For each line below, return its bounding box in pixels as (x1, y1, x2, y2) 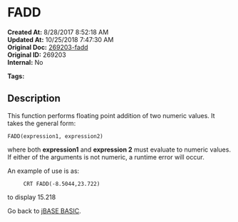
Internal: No (7, 58, 43, 66)
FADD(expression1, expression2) (7, 132, 103, 139)
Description (7, 92, 61, 105)
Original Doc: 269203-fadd (7, 43, 88, 51)
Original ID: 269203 (7, 51, 66, 59)
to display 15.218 (7, 193, 56, 201)
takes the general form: (7, 119, 76, 127)
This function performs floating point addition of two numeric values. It (7, 111, 215, 120)
